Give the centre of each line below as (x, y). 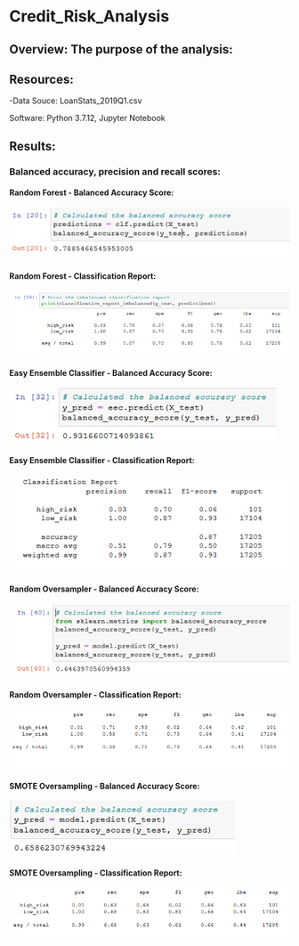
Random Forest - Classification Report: (83, 276)
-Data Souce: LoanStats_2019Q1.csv (76, 101)
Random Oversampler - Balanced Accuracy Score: (104, 589)
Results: (32, 146)
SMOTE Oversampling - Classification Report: (96, 873)
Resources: (41, 79)
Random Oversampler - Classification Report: (95, 694)
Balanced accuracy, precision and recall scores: (115, 171)
